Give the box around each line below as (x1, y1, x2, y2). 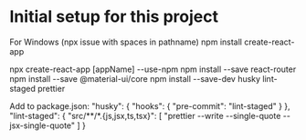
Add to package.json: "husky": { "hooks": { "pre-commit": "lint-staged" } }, (9, 100, 290, 111)
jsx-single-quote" (9, 120, 76, 131)
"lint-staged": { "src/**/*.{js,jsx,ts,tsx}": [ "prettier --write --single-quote (9, 110, 281, 121)
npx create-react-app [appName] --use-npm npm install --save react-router (9, 64, 297, 75)
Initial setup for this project (9, 6, 219, 27)
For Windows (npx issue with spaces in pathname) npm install (9, 36, 242, 47)
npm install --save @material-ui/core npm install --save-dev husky (9, 73, 261, 84)
